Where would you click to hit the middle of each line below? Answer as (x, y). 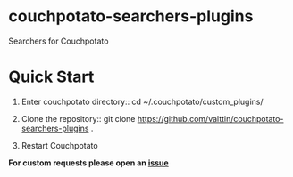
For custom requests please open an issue (88, 163)
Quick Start (51, 77)
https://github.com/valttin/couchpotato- (210, 118)
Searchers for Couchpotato (59, 41)
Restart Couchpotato (60, 145)
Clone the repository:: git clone (78, 118)
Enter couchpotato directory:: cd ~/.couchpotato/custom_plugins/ (142, 101)
